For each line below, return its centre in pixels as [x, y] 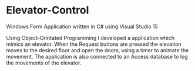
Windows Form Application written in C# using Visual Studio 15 [82, 26]
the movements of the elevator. [44, 63]
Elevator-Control [48, 10]
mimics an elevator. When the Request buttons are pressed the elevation [94, 44]
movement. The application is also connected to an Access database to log [97, 56]
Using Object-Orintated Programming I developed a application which [90, 38]
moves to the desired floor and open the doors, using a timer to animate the [97, 50]
